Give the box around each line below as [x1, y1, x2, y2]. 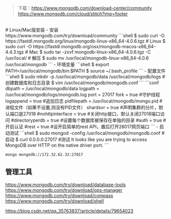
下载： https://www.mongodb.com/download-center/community [17, 5, 152, 11]
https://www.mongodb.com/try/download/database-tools [5, 182, 126, 188]
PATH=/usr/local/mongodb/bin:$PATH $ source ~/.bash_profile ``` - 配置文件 [5, 68, 166, 74]
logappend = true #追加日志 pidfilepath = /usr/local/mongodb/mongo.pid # [5, 98, 162, 104]
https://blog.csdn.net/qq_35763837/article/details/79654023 [5, 208, 134, 214]
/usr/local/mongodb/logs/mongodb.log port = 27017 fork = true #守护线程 [5, 92, 160, 97]
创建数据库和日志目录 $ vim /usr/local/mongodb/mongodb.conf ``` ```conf [5, 79, 159, 86]
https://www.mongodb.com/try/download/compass [5, 192, 113, 198]
